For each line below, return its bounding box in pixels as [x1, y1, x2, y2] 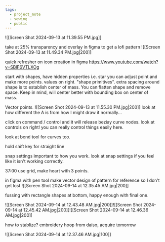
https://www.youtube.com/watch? [88, 59, 159, 65]
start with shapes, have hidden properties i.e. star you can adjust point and [5, 74, 158, 80]
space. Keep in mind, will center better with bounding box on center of [5, 89, 149, 95]
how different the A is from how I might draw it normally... [5, 110, 122, 116]
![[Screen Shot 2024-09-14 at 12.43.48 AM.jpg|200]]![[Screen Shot [5, 202, 142, 208]
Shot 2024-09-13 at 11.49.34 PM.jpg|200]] [5, 49, 92, 55]
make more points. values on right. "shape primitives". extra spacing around [5, 79, 160, 85]
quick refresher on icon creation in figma [5, 59, 88, 65]
